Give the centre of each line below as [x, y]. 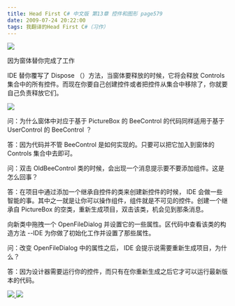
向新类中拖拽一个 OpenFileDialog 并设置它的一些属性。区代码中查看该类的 [114, 224]
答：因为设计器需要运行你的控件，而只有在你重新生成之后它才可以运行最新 [114, 272]
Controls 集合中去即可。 [42, 153]
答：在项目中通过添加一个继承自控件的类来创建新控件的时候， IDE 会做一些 [115, 192]
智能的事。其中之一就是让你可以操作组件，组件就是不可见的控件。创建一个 [114, 201]
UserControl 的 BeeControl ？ [50, 130]
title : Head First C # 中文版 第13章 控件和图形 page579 [85, 14]
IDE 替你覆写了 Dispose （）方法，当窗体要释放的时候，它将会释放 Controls [116, 76]
